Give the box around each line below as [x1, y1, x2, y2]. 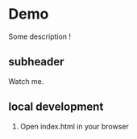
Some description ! [8, 32, 71, 41]
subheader [8, 55, 64, 69]
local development [8, 100, 104, 114]
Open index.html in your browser [19, 121, 129, 131]
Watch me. [8, 76, 44, 86]
